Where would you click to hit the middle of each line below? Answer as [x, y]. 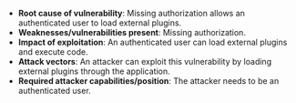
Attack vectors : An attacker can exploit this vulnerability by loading [144, 62]
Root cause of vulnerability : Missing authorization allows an [132, 13]
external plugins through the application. [94, 71]
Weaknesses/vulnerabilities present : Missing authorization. [132, 32]
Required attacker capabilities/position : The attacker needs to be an [148, 81]
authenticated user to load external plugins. [100, 23]
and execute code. [53, 52]
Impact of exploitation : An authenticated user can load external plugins [153, 42]
